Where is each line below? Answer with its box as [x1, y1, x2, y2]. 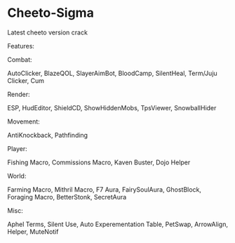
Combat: [7, 55, 33, 64]
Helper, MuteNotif [7, 227, 59, 236]
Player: [7, 144, 28, 152]
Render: [7, 90, 30, 98]
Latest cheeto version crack [7, 28, 88, 37]
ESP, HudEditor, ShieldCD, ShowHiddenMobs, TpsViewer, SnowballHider [7, 103, 217, 112]
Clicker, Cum [7, 76, 44, 85]
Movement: [7, 117, 40, 126]
